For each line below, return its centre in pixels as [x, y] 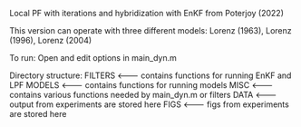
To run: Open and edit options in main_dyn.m [93, 58]
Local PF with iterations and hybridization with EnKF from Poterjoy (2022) [146, 13]
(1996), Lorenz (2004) [51, 40]
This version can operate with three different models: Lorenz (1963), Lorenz [150, 30]
